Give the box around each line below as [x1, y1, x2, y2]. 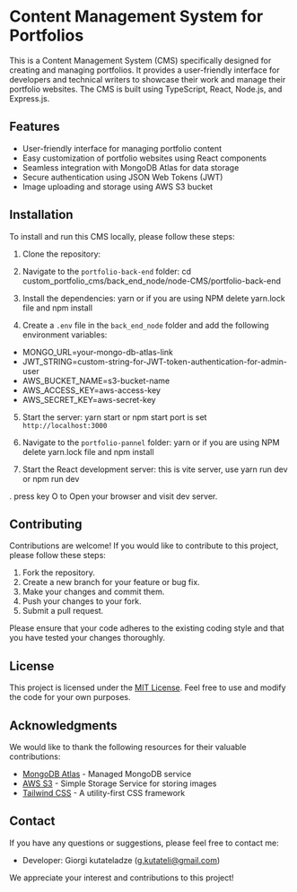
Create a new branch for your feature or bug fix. [22, 577, 200, 588]
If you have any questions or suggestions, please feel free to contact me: [9, 837, 280, 848]
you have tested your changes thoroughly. [9, 633, 166, 643]
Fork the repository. [22, 567, 96, 578]
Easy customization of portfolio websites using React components [22, 153, 267, 163]
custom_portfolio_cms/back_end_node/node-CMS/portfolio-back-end [22, 275, 281, 286]
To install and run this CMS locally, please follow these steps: [9, 231, 235, 241]
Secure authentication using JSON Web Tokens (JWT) [22, 171, 223, 182]
